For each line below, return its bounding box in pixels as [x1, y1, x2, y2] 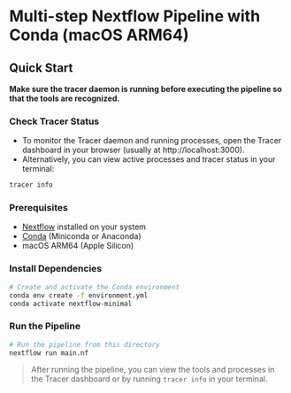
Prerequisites [9, 202, 68, 214]
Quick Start [9, 60, 73, 75]
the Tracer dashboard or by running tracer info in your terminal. [30, 374, 268, 384]
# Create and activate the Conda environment [9, 282, 180, 291]
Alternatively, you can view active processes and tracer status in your [21, 154, 276, 165]
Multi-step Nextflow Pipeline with [9, 6, 261, 27]
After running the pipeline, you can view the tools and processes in [30, 365, 275, 375]
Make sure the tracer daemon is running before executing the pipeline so [9, 84, 282, 94]
